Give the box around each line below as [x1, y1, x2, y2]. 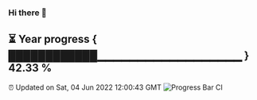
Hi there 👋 [8, 7, 48, 18]
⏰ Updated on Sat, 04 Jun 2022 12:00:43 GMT [8, 83, 162, 92]
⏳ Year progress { [8, 33, 98, 46]
